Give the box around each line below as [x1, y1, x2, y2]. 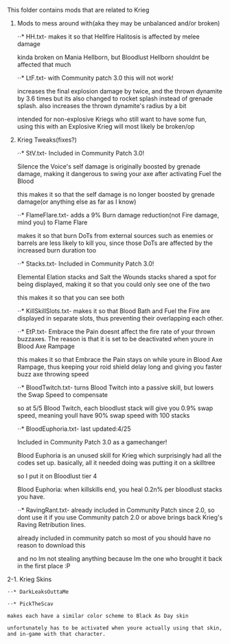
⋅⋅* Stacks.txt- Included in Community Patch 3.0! [16, 259, 154, 268]
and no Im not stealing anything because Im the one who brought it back [16, 555, 222, 563]
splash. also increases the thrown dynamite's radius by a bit [16, 102, 187, 109]
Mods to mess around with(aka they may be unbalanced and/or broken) [16, 19, 220, 27]
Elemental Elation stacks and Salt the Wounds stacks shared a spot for [16, 273, 217, 281]
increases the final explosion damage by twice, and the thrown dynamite [16, 87, 223, 95]
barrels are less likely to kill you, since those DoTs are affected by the [16, 239, 213, 247]
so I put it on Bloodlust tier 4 [16, 472, 97, 480]
